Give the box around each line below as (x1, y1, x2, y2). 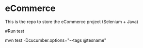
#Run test (5, 28, 24, 34)
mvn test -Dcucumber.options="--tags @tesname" (5, 37, 107, 43)
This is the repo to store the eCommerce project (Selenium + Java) (5, 19, 139, 24)
